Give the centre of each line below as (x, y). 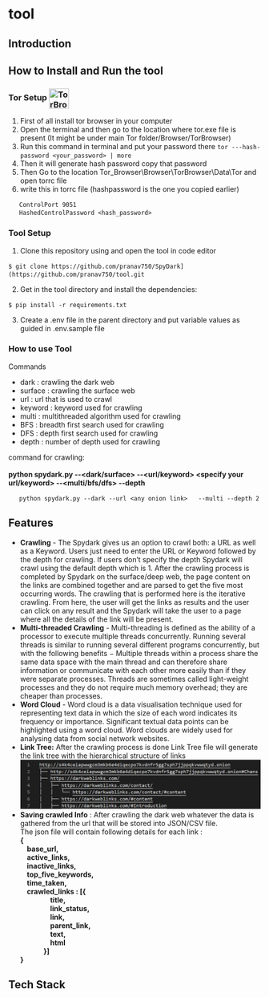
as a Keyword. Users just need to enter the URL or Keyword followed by (138, 551)
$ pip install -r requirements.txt (68, 305)
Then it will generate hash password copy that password (113, 164)
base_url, (43, 849)
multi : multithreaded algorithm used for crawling (100, 416)
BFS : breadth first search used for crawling (92, 424)
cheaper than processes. (61, 695)
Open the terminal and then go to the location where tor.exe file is (128, 130)
